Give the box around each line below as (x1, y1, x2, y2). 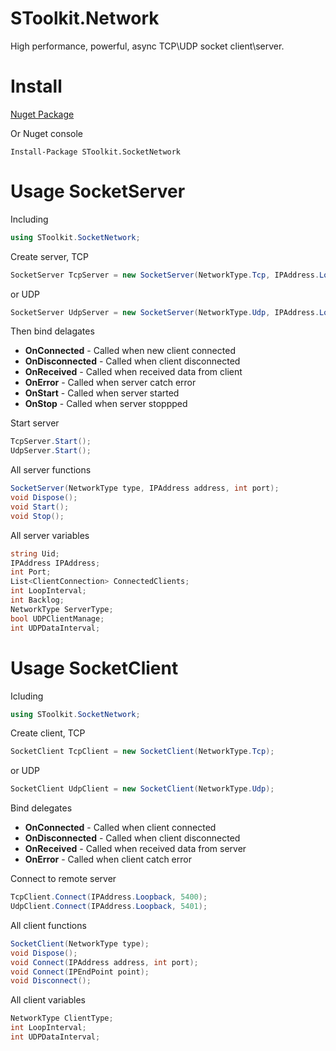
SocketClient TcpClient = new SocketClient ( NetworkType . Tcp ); (10, 747, 275, 757)
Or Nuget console (10, 127, 84, 139)
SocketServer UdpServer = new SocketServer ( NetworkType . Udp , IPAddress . (10, 307, 320, 317)
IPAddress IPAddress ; (10, 558, 101, 568)
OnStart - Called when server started (24, 387, 180, 399)
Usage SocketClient (10, 657, 179, 679)
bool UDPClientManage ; (10, 613, 105, 624)
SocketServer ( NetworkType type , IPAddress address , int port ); (10, 483, 280, 494)
